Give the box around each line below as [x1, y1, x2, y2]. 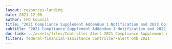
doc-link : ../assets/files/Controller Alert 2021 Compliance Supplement [5, 31, 164, 36]
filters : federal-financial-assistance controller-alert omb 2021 [5, 36, 150, 41]
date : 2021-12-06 [5, 12, 42, 17]
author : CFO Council [5, 17, 50, 22]
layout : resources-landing [5, 7, 63, 13]
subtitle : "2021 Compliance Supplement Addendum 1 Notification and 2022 [5, 27, 166, 32]
